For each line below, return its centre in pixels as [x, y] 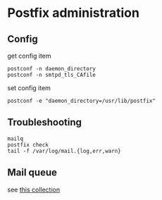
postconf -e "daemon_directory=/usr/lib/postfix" [82, 101]
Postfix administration [73, 13]
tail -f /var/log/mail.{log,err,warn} [64, 151]
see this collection [34, 189]
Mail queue [32, 173]
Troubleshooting [45, 122]
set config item [29, 88]
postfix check [28, 145]
